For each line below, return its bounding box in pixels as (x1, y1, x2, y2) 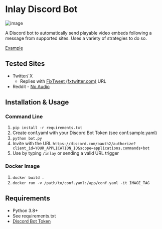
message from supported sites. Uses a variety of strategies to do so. (5, 35, 147, 41)
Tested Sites (5, 59, 45, 68)
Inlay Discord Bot (5, 4, 78, 15)
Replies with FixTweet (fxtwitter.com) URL (20, 78, 107, 84)
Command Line (5, 113, 43, 120)
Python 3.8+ (12, 207, 39, 213)
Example (5, 45, 24, 51)
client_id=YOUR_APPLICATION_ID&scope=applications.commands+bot (12, 146, 150, 151)
